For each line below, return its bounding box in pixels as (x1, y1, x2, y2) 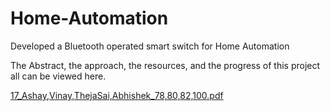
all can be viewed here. (10, 70, 107, 82)
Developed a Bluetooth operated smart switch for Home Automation (10, 40, 290, 52)
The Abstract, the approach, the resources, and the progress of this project (10, 59, 321, 71)
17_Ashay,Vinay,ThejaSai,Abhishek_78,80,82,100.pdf (10, 89, 224, 101)
